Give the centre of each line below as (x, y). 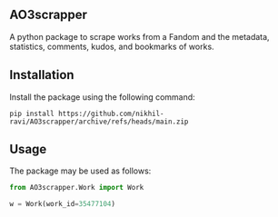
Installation (42, 75)
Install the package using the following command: (102, 97)
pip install (32, 113)
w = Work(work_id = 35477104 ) (63, 204)
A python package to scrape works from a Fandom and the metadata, (139, 36)
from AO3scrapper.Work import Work (77, 188)
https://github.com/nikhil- (111, 113)
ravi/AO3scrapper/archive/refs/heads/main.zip (99, 122)
